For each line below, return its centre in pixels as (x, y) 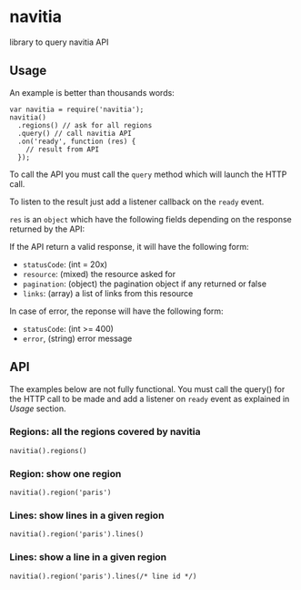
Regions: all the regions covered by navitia (105, 432)
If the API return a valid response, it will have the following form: (129, 246)
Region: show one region (65, 473)
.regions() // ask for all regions (85, 125)
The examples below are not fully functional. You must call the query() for (147, 388)
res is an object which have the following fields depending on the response (151, 219)
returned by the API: (47, 229)
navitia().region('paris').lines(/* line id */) (103, 576)
